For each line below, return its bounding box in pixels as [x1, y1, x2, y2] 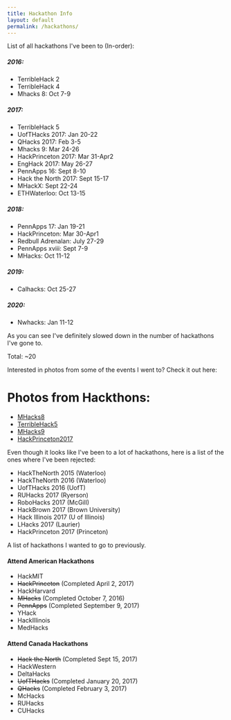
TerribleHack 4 [17, 82, 60, 91]
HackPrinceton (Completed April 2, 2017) [17, 580, 135, 588]
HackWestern [17, 662, 57, 670]
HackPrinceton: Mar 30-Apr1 [17, 229, 99, 238]
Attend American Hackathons [7, 557, 95, 565]
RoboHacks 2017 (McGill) [17, 498, 90, 506]
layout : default [7, 17, 54, 23]
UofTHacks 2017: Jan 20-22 [17, 131, 98, 139]
